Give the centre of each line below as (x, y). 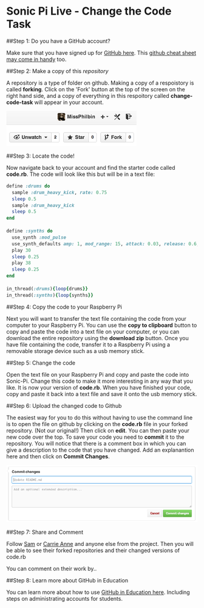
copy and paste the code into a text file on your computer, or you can (93, 331)
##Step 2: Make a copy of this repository (57, 71)
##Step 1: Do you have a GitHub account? (58, 41)
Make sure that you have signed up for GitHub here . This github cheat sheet (101, 52)
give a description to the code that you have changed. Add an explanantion (100, 450)
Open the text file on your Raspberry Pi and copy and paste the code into (98, 374)
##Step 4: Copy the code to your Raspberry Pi (64, 307)
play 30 (22, 250)
